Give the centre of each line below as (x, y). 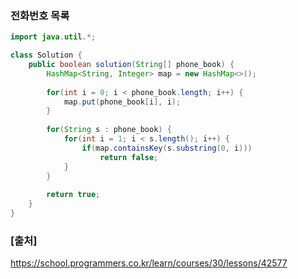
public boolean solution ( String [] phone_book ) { (131, 65)
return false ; (129, 157)
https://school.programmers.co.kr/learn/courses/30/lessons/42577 (149, 263)
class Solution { (46, 55)
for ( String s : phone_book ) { (109, 130)
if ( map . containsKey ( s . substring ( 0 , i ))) (167, 148)
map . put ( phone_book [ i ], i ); (122, 102)
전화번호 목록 (40, 15)
